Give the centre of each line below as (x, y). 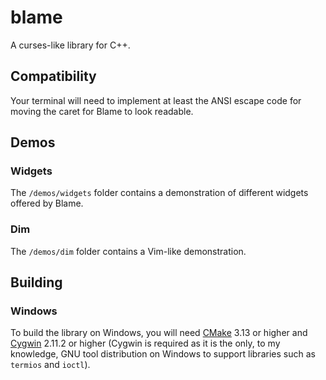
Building (36, 282)
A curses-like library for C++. (70, 45)
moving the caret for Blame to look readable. (102, 111)
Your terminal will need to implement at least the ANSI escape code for (156, 100)
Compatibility (53, 76)
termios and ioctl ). (50, 365)
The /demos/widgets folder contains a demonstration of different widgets (159, 193)
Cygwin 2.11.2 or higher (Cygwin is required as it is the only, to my (145, 343)
